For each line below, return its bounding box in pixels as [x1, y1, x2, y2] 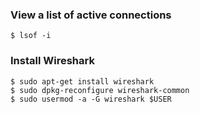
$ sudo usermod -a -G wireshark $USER [10, 94, 172, 104]
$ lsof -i [10, 31, 52, 41]
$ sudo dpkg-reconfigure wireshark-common [10, 85, 190, 95]
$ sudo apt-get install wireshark [10, 76, 155, 87]
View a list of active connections [10, 8, 172, 22]
